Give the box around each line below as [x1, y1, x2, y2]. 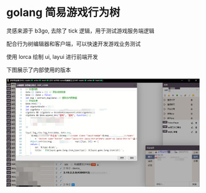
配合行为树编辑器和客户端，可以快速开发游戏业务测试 [6, 40, 141, 47]
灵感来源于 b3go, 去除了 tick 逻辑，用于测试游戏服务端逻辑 [6, 27, 154, 34]
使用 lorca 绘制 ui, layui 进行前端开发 [6, 53, 98, 60]
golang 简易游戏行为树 [6, 6, 121, 20]
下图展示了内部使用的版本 [6, 66, 71, 74]
